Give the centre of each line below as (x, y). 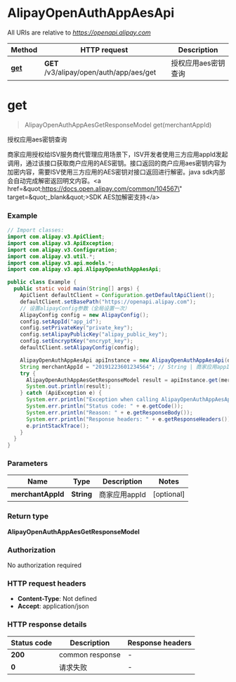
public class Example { (42, 282)
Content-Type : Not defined (57, 599)
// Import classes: (36, 230)
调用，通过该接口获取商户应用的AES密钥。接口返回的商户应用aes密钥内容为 (117, 163)
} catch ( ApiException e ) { (61, 393)
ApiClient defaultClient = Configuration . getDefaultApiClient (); (118, 296)
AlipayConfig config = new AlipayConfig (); (85, 315)
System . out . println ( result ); (68, 386)
